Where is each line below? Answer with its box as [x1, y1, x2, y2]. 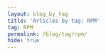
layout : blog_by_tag [7, 10, 69, 18]
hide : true [7, 37, 40, 44]
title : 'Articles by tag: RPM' [7, 17, 100, 24]
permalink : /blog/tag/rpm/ [7, 30, 88, 38]
